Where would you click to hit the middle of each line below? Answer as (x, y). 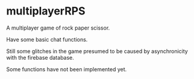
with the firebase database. (40, 57)
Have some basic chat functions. (47, 39)
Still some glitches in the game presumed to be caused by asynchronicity (97, 51)
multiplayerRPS (46, 11)
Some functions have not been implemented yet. (67, 69)
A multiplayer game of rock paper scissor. (58, 28)
